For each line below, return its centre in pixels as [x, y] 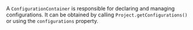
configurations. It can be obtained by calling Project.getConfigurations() [97, 15]
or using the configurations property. [52, 21]
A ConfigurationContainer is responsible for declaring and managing [91, 9]
